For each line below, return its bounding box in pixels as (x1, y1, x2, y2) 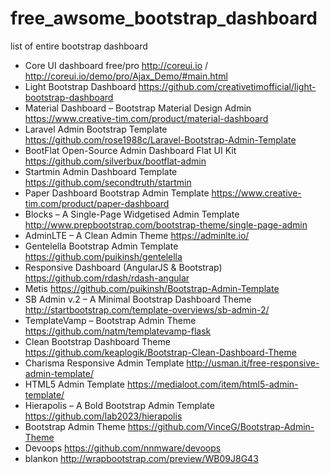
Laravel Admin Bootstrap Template (24, 123, 168, 135)
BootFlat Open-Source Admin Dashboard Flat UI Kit (24, 144, 237, 156)
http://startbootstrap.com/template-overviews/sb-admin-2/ (24, 303, 270, 316)
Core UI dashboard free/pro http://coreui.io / (24, 59, 209, 71)
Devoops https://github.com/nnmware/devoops (24, 442, 222, 454)
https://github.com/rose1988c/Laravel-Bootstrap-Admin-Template (24, 133, 297, 146)
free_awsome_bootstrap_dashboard (10, 7, 318, 30)
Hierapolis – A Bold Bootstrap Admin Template (24, 399, 215, 411)
